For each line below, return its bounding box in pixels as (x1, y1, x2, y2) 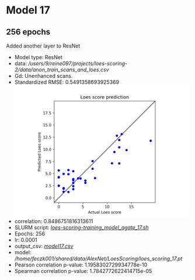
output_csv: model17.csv (14, 243, 74, 250)
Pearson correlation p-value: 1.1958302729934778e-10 (14, 261, 148, 268)
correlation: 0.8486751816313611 (14, 218, 93, 225)
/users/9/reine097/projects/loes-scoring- (28, 60, 127, 67)
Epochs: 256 (14, 230, 46, 237)
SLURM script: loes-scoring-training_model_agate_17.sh (14, 224, 149, 231)
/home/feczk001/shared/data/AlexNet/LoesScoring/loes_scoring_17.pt (14, 255, 183, 262)
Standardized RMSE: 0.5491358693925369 (14, 78, 120, 86)
